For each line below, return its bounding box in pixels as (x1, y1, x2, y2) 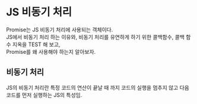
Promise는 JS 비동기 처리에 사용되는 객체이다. (6, 26, 113, 33)
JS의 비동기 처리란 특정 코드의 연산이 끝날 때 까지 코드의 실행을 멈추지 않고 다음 (6, 84, 190, 91)
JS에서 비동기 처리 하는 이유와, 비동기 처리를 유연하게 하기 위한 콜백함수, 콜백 (6, 33, 185, 40)
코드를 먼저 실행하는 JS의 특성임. (6, 91, 82, 98)
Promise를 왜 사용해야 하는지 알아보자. (6, 48, 96, 55)
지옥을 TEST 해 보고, (12, 41, 61, 48)
